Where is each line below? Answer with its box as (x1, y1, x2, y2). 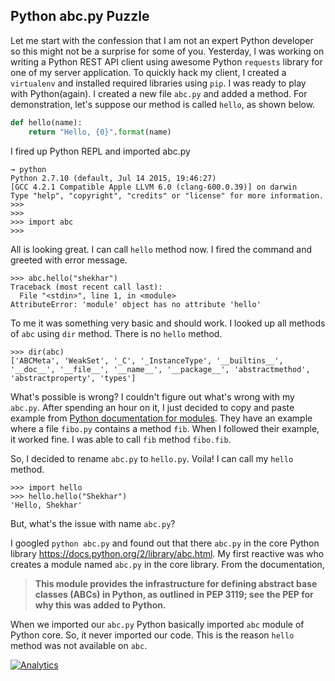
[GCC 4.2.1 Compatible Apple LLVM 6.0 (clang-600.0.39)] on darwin (10, 182, 298, 192)
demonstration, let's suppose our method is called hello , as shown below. (10, 98, 316, 110)
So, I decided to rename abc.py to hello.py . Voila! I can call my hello (10, 452, 294, 464)
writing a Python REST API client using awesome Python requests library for (10, 55, 323, 68)
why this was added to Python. (34, 599, 167, 611)
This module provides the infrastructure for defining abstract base (34, 577, 318, 589)
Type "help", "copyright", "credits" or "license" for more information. (10, 190, 325, 201)
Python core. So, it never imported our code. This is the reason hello (10, 629, 295, 641)
